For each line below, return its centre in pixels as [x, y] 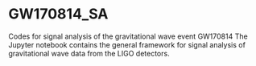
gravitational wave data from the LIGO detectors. [89, 53]
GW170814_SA [58, 14]
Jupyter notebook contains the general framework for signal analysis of [127, 44]
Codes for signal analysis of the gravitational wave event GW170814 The [128, 36]
